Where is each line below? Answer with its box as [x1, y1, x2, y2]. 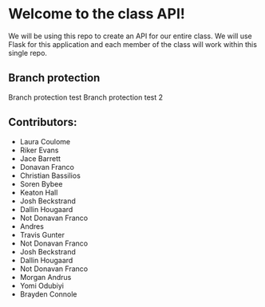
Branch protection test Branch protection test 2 [8, 92, 164, 102]
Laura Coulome [19, 136, 71, 146]
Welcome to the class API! [8, 5, 185, 23]
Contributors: [8, 116, 77, 129]
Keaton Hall [19, 187, 58, 197]
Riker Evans [19, 145, 59, 155]
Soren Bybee [19, 179, 63, 188]
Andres [19, 221, 44, 231]
